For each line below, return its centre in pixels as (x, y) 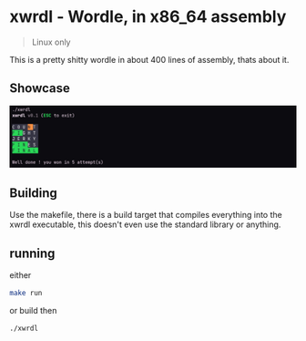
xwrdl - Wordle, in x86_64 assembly (148, 17)
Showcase (40, 88)
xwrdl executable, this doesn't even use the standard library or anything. (145, 224)
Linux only (51, 42)
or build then (33, 311)
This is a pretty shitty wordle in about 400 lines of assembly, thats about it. (149, 59)
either (20, 275)
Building (33, 193)
